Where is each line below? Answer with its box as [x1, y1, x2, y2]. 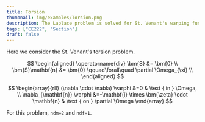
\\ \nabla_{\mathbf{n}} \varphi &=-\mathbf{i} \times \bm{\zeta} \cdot [17, 91, 188, 98]
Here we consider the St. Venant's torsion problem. [6, 48, 135, 55]
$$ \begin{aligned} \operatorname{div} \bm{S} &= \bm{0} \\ [27, 60, 178, 67]
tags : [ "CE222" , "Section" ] [6, 25, 78, 32]
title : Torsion [6, 8, 45, 15]
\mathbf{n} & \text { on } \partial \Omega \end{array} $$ [32, 98, 173, 105]
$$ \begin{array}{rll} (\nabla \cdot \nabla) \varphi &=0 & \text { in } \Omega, [8, 84, 197, 92]
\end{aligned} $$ [81, 73, 124, 80]
